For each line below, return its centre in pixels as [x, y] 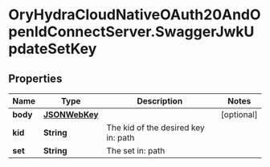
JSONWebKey [71, 114]
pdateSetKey [53, 49]
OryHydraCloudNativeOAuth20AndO [135, 15]
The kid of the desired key [155, 128]
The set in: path [136, 151]
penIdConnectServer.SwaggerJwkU [131, 32]
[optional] [239, 114]
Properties [35, 78]
